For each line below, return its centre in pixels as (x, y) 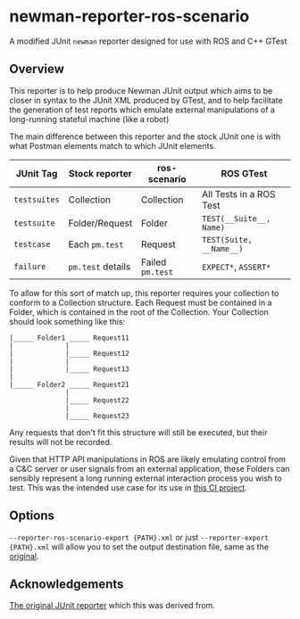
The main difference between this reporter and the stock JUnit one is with (145, 136)
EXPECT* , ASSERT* (237, 267)
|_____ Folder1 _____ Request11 (69, 338)
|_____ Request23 (97, 416)
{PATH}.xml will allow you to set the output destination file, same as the (139, 547)
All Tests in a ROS (239, 194)
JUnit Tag (37, 173)
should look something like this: (67, 321)
